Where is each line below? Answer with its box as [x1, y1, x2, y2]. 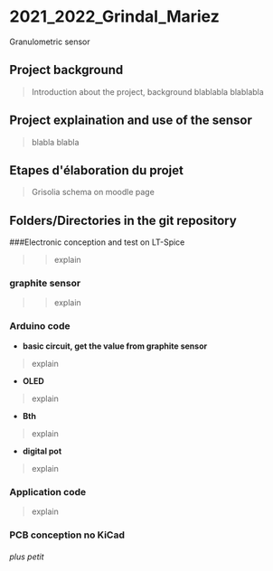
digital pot [22, 445, 62, 456]
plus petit [9, 551, 44, 562]
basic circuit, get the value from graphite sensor [22, 341, 208, 351]
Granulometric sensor [9, 36, 90, 47]
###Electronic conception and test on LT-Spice [9, 237, 185, 248]
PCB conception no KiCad [9, 529, 125, 541]
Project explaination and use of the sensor [9, 113, 253, 128]
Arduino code [9, 320, 71, 332]
